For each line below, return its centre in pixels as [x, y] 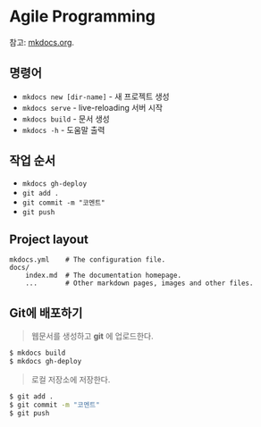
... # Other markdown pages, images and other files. [139, 283]
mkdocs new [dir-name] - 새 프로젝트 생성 [96, 96]
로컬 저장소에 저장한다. [71, 379]
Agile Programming [83, 17]
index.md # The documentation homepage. [103, 276]
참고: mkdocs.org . [42, 42]
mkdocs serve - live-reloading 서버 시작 [93, 107]
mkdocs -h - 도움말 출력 [63, 130]
